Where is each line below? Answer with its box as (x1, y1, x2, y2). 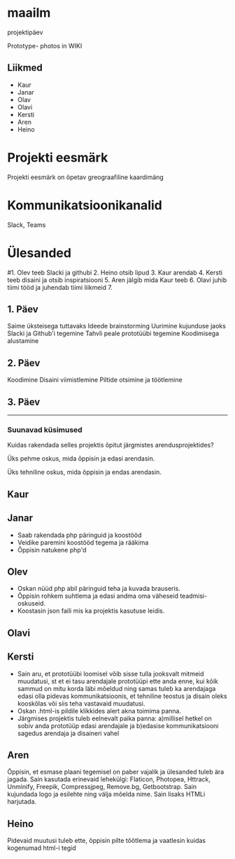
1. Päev (7, 303, 38, 315)
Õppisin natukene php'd (17, 545, 87, 554)
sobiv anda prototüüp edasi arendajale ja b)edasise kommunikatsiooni (17, 721, 219, 729)
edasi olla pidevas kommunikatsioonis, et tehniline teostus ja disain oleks (17, 692, 227, 700)
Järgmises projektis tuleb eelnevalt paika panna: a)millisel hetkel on (17, 714, 212, 722)
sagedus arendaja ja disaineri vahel (17, 729, 120, 737)
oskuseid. (17, 599, 46, 608)
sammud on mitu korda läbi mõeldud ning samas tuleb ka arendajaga (17, 684, 216, 692)
